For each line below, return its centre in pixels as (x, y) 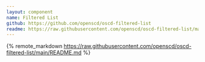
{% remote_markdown (34, 46)
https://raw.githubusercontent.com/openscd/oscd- (128, 46)
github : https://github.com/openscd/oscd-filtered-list (79, 23)
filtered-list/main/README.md (44, 53)
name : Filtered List (33, 18)
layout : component (30, 12)
